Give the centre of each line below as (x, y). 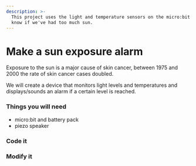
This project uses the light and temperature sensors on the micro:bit (101, 17)
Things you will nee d (36, 107)
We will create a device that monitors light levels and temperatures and (92, 85)
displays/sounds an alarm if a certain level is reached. (71, 92)
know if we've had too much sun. (52, 22)
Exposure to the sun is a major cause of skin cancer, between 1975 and (92, 67)
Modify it (19, 157)
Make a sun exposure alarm (75, 51)
